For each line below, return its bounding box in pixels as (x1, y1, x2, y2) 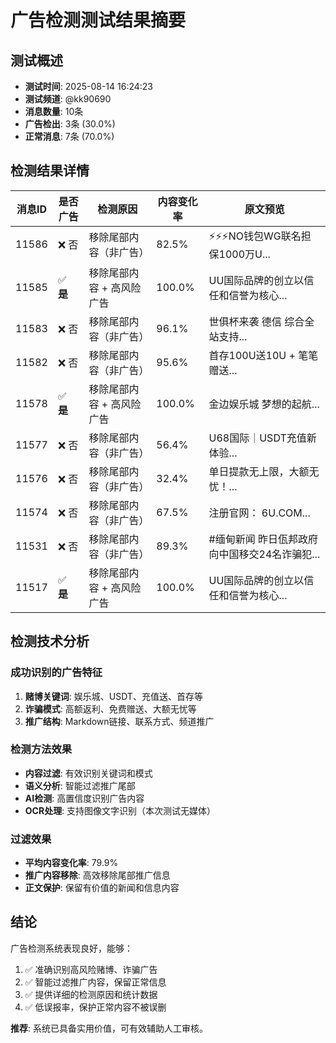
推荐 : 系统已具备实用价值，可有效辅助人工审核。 (10, 1022, 208, 1034)
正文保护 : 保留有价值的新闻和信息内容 (24, 882, 180, 894)
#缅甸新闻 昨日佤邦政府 (208, 532, 318, 546)
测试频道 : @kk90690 (24, 93, 112, 105)
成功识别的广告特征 (10, 666, 103, 680)
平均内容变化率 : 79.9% (24, 857, 119, 869)
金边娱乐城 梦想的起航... (208, 397, 320, 411)
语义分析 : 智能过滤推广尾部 (24, 779, 136, 791)
